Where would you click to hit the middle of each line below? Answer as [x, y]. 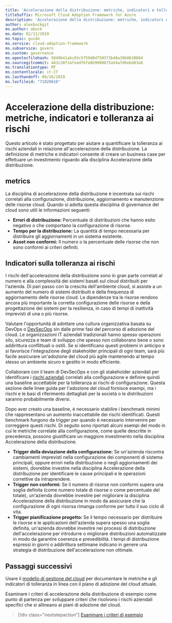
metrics [18, 181]
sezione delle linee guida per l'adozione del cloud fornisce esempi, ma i [81, 388]
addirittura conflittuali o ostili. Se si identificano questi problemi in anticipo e [85, 346]
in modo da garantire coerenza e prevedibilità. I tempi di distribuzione [86, 539]
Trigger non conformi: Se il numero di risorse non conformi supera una [88, 485]
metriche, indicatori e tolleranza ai [80, 118]
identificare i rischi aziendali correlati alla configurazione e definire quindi [83, 377]
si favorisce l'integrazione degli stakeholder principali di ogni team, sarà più [85, 351]
